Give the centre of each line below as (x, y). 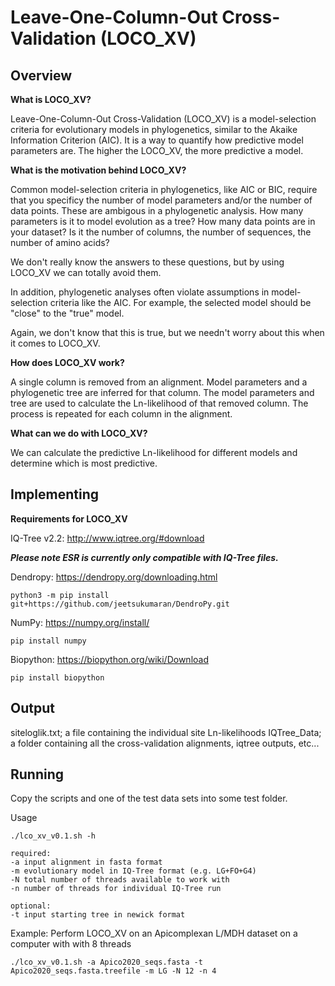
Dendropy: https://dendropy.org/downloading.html (114, 577)
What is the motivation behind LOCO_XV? (98, 170)
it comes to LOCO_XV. (55, 343)
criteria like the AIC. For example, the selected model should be (180, 302)
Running (37, 774)
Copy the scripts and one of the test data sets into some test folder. (149, 798)
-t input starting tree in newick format (98, 915)
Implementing (54, 494)
